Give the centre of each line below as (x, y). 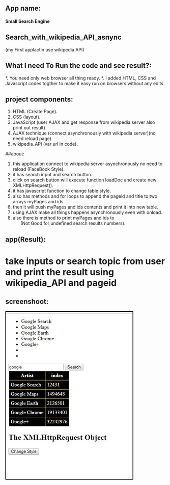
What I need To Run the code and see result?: (78, 66)
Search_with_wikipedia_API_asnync (64, 37)
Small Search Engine (27, 21)
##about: (15, 154)
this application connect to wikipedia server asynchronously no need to (88, 164)
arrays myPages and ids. (39, 202)
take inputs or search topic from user (85, 261)
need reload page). (33, 139)
